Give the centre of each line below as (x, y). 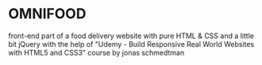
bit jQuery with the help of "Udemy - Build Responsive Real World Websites (131, 44)
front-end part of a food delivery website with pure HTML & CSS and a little (131, 36)
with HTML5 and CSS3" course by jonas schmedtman (96, 52)
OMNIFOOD (47, 14)
